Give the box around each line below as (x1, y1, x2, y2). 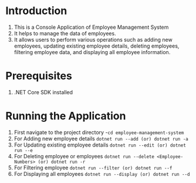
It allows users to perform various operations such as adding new (13, 36, 173, 43)
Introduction (5, 4, 67, 18)
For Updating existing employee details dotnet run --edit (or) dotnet (13, 141, 186, 148)
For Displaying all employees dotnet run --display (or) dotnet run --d (13, 170, 190, 177)
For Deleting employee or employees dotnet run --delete (13, 152, 155, 159)
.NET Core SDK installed (13, 88, 73, 95)
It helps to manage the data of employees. (13, 29, 116, 36)
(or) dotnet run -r (38, 159, 86, 165)
